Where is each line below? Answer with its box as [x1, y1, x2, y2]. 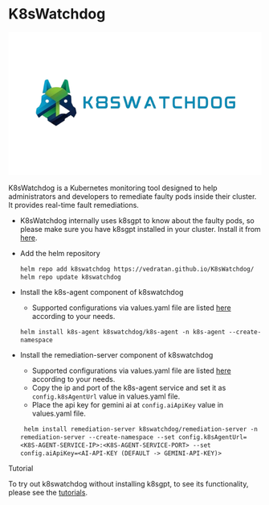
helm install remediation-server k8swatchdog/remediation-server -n [23, 425, 259, 433]
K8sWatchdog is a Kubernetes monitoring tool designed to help [8, 183, 218, 193]
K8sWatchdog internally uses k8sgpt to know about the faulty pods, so [19, 216, 255, 226]
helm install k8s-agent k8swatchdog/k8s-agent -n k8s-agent [19, 328, 226, 337]
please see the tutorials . [8, 488, 88, 498]
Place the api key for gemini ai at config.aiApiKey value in [31, 400, 224, 410]
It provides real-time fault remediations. [8, 201, 139, 210]
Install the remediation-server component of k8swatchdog [19, 350, 214, 360]
